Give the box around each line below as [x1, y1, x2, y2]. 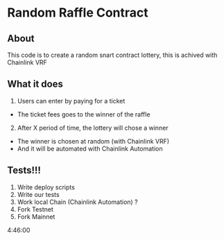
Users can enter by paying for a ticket [17, 96, 126, 105]
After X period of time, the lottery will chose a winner [17, 123, 169, 132]
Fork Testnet [17, 205, 54, 213]
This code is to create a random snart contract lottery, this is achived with [7, 51, 218, 59]
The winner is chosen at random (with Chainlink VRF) [17, 137, 170, 145]
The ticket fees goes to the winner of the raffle [17, 110, 150, 119]
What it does [7, 78, 64, 90]
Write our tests [17, 190, 60, 198]
